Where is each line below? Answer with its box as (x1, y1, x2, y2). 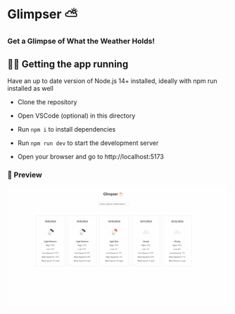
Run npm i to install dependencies (17, 125, 116, 133)
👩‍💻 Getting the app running (7, 58, 129, 70)
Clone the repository (17, 97, 77, 106)
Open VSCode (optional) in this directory (17, 111, 136, 120)
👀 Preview (7, 170, 42, 180)
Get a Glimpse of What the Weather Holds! (7, 37, 155, 46)
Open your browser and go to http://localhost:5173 (17, 152, 164, 161)
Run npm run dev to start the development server (17, 139, 159, 147)
